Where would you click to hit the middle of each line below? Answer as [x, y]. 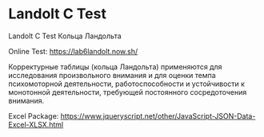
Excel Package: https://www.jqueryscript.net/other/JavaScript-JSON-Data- [132, 115]
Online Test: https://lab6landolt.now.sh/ [73, 51]
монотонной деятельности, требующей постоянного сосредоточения [128, 92]
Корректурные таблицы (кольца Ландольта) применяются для [115, 67]
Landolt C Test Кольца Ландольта [65, 36]
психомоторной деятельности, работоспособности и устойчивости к [127, 84]
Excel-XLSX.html [36, 124]
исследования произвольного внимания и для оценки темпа [112, 75]
